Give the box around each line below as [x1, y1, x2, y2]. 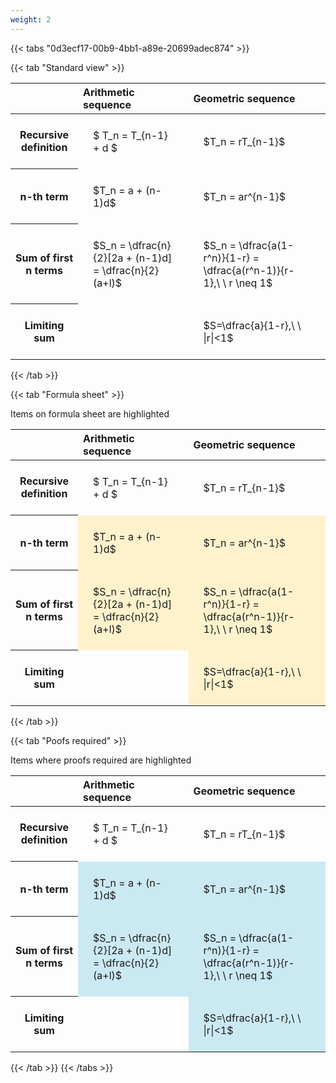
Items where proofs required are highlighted [10, 754, 192, 766]
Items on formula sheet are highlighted [10, 407, 170, 420]
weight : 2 [10, 14, 52, 25]
